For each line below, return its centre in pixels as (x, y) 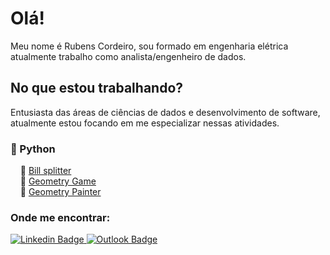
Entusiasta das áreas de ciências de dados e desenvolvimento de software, (165, 112)
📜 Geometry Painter (60, 192)
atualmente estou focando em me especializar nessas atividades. (145, 123)
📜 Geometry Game (58, 181)
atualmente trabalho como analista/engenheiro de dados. (128, 56)
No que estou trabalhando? (97, 88)
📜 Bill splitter (45, 171)
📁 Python (33, 149)
